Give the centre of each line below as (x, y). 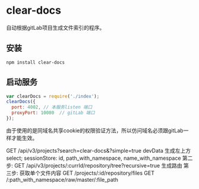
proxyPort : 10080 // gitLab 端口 (53, 113)
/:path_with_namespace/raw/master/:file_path (62, 179)
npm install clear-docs (36, 62)
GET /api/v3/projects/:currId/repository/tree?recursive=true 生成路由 (98, 165)
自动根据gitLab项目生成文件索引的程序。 (56, 27)
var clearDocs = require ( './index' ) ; (53, 96)
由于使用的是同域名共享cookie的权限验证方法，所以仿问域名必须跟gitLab (95, 130)
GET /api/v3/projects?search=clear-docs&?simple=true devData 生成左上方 (99, 150)
